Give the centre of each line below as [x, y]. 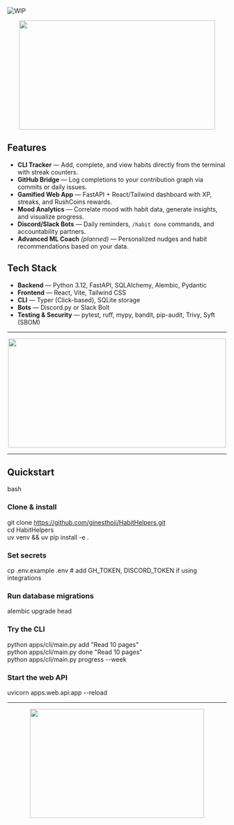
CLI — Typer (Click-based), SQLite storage [79, 299]
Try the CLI [26, 630]
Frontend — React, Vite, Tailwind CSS [72, 292]
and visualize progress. [51, 216]
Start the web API [37, 677]
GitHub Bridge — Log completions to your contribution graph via [110, 179]
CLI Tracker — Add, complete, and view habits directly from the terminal [121, 165]
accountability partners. [52, 231]
